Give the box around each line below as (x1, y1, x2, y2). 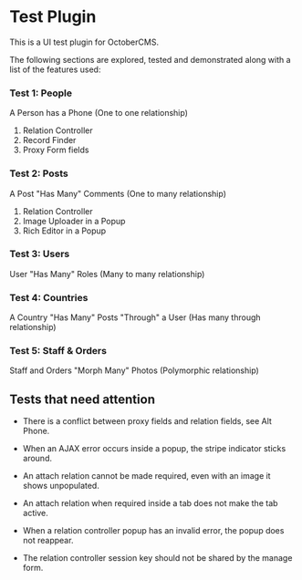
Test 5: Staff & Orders (9, 345, 108, 357)
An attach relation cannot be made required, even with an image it (22, 471, 271, 482)
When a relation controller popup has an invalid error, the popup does (22, 525, 285, 536)
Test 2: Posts (9, 167, 68, 180)
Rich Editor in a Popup (22, 225, 107, 236)
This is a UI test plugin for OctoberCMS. (9, 36, 160, 47)
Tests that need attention (9, 391, 155, 407)
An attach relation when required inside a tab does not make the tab (22, 498, 278, 509)
